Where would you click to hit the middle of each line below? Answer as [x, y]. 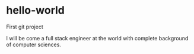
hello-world [36, 10]
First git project [25, 27]
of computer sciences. [34, 45]
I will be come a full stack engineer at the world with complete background [97, 38]
